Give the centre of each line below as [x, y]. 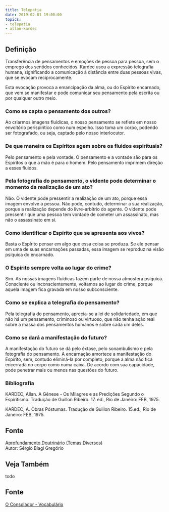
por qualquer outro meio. [31, 98]
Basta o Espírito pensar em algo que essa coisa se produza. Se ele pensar [82, 244]
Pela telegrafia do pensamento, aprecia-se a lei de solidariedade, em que [81, 314]
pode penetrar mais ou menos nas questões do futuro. [62, 370]
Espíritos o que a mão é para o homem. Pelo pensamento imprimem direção [84, 162]
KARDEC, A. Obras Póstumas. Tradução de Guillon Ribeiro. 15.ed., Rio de [81, 409]
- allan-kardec [21, 29]
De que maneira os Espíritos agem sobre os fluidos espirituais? [84, 146]
